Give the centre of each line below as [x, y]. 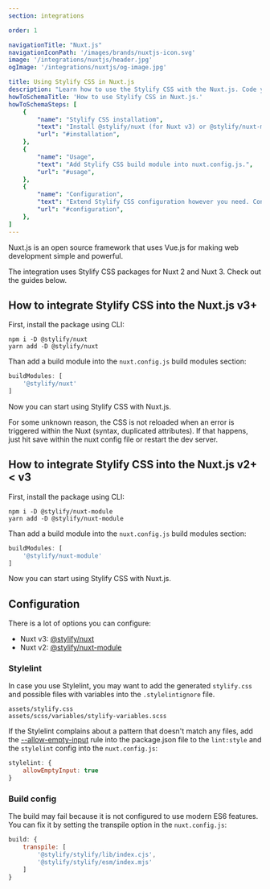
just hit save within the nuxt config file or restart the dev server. [113, 439]
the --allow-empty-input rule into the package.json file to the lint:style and [135, 740]
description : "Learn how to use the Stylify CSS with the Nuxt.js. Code [133, 89]
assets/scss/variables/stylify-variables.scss [88, 717]
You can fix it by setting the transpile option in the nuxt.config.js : [118, 825]
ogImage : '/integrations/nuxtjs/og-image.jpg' [88, 68]
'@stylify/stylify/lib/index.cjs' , [97, 855]
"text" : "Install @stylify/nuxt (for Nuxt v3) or [122, 127]
